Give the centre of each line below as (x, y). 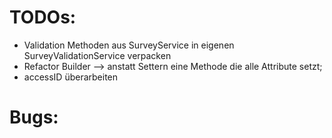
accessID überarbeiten (71, 77)
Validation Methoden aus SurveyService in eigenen (129, 45)
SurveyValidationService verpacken (97, 55)
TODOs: (43, 17)
